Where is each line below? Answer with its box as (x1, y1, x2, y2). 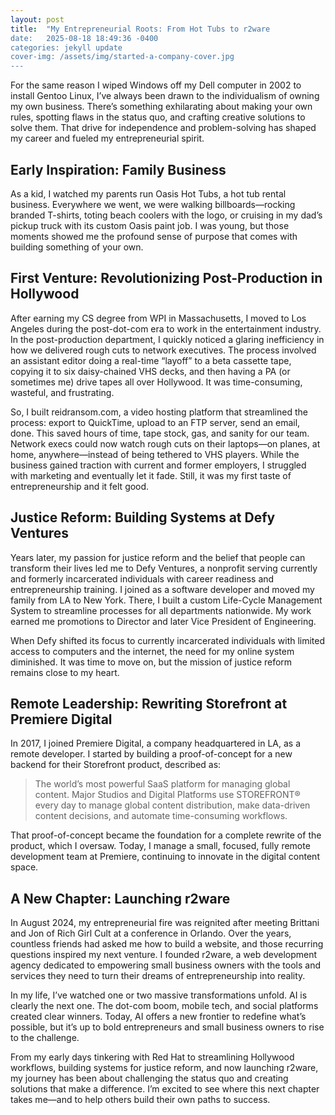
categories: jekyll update (10, 42, 123, 53)
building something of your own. (10, 241, 144, 253)
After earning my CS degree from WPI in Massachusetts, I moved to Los (10, 312, 307, 324)
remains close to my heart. (10, 666, 120, 678)
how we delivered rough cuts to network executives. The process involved (10, 344, 317, 356)
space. (10, 861, 39, 873)
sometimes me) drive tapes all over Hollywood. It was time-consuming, (10, 376, 303, 388)
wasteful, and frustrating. (10, 386, 115, 398)
